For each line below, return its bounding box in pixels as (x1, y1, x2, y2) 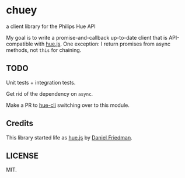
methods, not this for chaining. (6, 46, 82, 53)
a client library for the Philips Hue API (6, 23, 96, 30)
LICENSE (6, 151, 39, 160)
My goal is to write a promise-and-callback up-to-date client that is (6, 34, 167, 41)
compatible (6, 40, 33, 47)
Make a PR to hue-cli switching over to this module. (6, 102, 130, 109)
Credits (6, 118, 34, 128)
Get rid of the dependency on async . (6, 90, 93, 97)
